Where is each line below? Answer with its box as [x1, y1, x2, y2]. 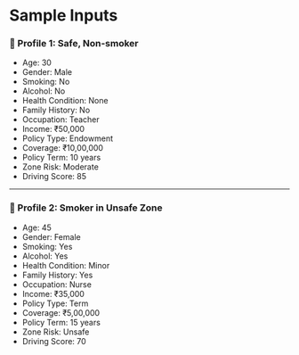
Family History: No [21, 104, 91, 116]
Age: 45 [21, 222, 52, 233]
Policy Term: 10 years [21, 153, 101, 163]
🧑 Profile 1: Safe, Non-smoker [9, 37, 139, 50]
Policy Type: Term [21, 298, 89, 309]
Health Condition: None [21, 95, 109, 106]
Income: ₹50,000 [21, 124, 85, 135]
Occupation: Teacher [21, 114, 100, 125]
